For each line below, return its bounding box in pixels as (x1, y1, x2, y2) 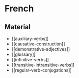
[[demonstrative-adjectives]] (11, 46, 70, 52)
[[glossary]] (11, 51, 36, 57)
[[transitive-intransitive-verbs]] (11, 62, 75, 68)
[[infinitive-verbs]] (11, 57, 49, 62)
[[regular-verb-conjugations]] (11, 67, 72, 73)
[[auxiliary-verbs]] (11, 36, 49, 41)
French (4, 3, 34, 14)
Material (4, 23, 30, 31)
